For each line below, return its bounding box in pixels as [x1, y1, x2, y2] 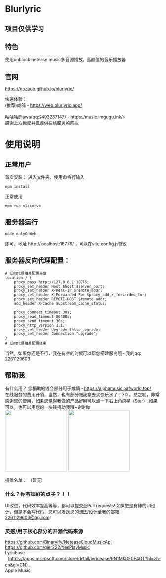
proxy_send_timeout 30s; [14, 318, 65, 323]
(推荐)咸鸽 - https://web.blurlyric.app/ [5, 102, 82, 108]
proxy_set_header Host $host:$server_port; [14, 284, 105, 289]
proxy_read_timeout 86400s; [14, 314, 72, 319]
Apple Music [5, 567, 31, 574]
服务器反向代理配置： [5, 256, 70, 265]
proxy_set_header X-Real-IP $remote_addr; [14, 288, 103, 293]
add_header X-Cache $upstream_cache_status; [14, 301, 107, 306]
